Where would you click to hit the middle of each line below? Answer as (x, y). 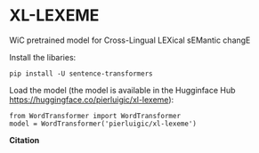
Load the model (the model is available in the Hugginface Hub (122, 90)
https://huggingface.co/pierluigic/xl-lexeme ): (92, 100)
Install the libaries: (43, 57)
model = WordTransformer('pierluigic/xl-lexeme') (103, 124)
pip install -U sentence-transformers (81, 73)
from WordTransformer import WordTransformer (95, 116)
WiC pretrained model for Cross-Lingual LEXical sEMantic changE (130, 40)
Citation (24, 140)
